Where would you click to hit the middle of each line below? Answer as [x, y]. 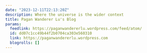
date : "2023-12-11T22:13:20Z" [37, 10]
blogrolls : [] [25, 43]
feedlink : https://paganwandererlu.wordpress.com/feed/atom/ [76, 29]
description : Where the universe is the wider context [65, 15]
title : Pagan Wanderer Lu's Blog [41, 19]
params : [13, 24]
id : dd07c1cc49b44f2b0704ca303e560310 [51, 33]
